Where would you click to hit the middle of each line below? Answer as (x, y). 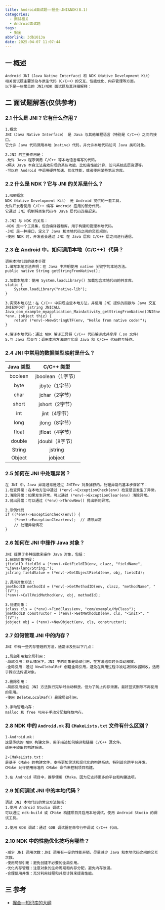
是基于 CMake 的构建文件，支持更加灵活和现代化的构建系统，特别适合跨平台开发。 (77, 763)
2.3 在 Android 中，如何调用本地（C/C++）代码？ (64, 250)
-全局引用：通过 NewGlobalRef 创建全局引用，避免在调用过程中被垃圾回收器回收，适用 (82, 667)
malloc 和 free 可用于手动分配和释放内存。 (45, 713)
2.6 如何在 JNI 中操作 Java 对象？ (45, 543)
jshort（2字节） (57, 405)
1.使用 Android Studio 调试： (34, 807)
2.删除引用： (17, 682)
